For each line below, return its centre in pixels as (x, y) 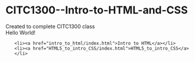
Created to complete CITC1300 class (50, 26)
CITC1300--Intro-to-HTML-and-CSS (97, 10)
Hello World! (21, 32)
